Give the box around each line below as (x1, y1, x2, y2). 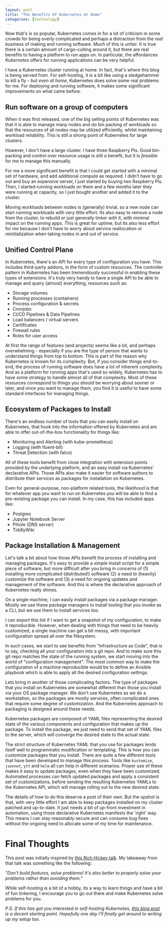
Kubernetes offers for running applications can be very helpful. (5, 57, 135, 63)
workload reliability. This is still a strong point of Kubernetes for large (5, 132, 147, 138)
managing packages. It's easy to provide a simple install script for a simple (5, 560, 159, 566)
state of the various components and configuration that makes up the (5, 721, 148, 727)
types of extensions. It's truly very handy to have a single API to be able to (5, 275, 159, 281)
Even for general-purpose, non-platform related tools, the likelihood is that (5, 485, 159, 491)
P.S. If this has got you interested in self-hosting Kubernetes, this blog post (5, 905, 160, 911)
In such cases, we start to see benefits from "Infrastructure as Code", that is (5, 642, 162, 648)
